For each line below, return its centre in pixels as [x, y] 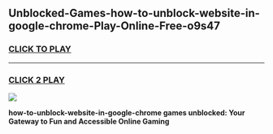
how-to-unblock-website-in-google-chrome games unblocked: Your [127, 112]
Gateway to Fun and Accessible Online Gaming [89, 121]
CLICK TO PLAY [40, 50]
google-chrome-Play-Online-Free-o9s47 [115, 26]
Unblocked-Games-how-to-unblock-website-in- [134, 13]
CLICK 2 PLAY [37, 80]
